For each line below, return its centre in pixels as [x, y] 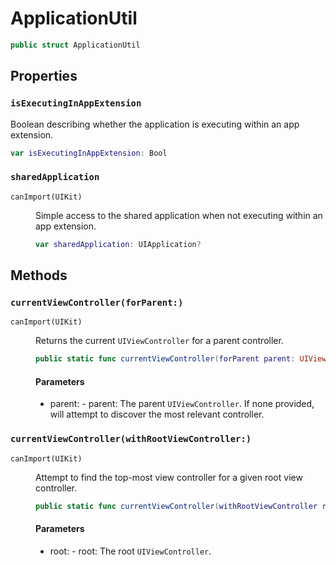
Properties [44, 76]
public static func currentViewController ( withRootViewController [176, 506]
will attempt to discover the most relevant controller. [157, 414]
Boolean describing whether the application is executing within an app [155, 124]
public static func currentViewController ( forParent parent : [165, 359]
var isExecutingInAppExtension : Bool [89, 153]
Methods [39, 275]
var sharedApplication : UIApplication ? [118, 244]
